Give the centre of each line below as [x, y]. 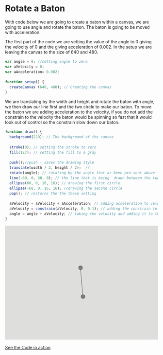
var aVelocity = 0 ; [25, 67]
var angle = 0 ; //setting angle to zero [47, 61]
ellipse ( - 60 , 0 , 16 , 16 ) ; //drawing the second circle [66, 188]
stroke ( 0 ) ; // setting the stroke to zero [53, 147]
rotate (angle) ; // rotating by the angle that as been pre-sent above [82, 173]
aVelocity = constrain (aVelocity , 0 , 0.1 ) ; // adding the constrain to [83, 209]
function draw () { [24, 132]
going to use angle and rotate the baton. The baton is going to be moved [77, 27]
